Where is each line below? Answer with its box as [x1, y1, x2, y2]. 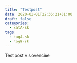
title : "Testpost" [5, 7, 42, 12]
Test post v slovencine [5, 52, 50, 58]
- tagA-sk [9, 35, 29, 40]
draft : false [5, 16, 31, 21]
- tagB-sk [9, 39, 29, 44]
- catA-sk [9, 25, 29, 30]
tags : [5, 30, 16, 35]
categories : [5, 21, 29, 26]
